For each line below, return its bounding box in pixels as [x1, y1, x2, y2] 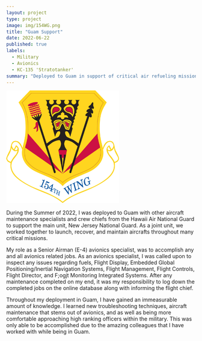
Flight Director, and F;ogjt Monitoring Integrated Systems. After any [6, 272, 173, 279]
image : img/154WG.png [6, 22, 61, 28]
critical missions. [6, 235, 48, 242]
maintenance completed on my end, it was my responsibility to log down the [6, 278, 195, 285]
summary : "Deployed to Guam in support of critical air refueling [6, 73, 176, 79]
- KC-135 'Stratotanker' [11, 67, 74, 73]
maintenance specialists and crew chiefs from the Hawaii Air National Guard [6, 216, 195, 223]
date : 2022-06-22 [6, 35, 50, 41]
